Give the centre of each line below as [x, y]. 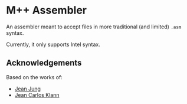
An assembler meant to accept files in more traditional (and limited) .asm [94, 27]
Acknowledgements [44, 63]
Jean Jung [28, 89]
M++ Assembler [47, 10]
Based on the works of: [35, 77]
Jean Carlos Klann [37, 95]
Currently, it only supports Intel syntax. [53, 44]
